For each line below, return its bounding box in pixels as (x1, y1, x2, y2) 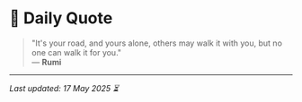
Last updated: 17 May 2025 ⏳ (9, 82, 120, 93)
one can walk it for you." (31, 47, 122, 57)
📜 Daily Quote (9, 8, 113, 29)
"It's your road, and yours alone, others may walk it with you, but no (31, 38, 283, 48)
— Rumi (31, 56, 62, 67)
